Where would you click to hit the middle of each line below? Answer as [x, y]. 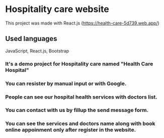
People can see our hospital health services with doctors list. [81, 97]
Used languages [31, 39]
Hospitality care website [57, 9]
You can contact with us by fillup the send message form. [77, 110]
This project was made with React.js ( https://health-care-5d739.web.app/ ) [82, 23]
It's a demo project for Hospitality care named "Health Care [79, 63]
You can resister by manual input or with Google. [66, 83]
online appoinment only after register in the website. [71, 130]
